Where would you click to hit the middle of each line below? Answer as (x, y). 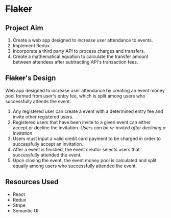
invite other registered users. (43, 116)
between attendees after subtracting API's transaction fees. (75, 62)
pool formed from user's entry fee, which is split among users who (75, 96)
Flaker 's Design (31, 78)
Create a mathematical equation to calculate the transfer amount (80, 56)
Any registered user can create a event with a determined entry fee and (88, 111)
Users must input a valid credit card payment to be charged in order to (87, 138)
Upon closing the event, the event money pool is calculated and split (84, 160)
